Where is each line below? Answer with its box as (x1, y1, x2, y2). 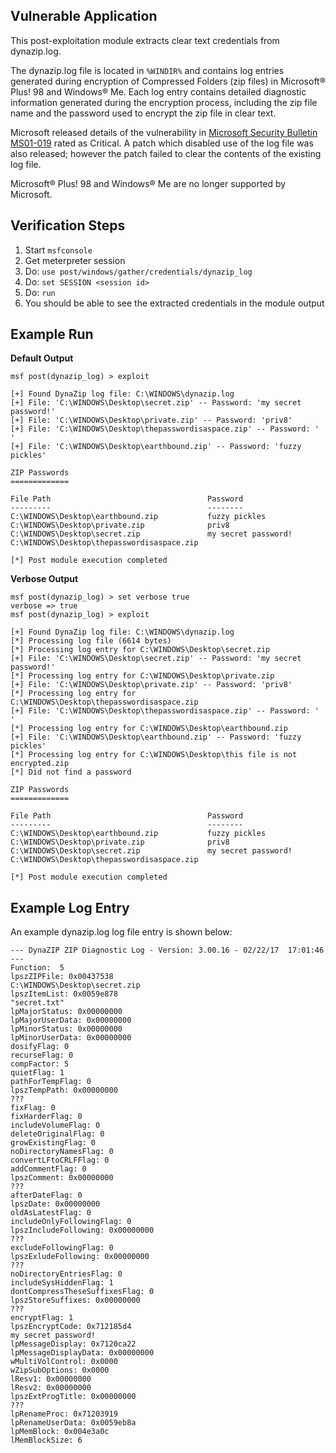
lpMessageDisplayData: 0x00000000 (10, 1348, 155, 1358)
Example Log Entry (10, 899, 130, 916)
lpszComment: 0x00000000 (10, 1173, 114, 1183)
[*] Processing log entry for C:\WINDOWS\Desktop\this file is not (10, 750, 298, 760)
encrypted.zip (10, 759, 70, 769)
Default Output (10, 352, 74, 364)
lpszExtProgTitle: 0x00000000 (10, 1392, 137, 1402)
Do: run (24, 286, 56, 298)
